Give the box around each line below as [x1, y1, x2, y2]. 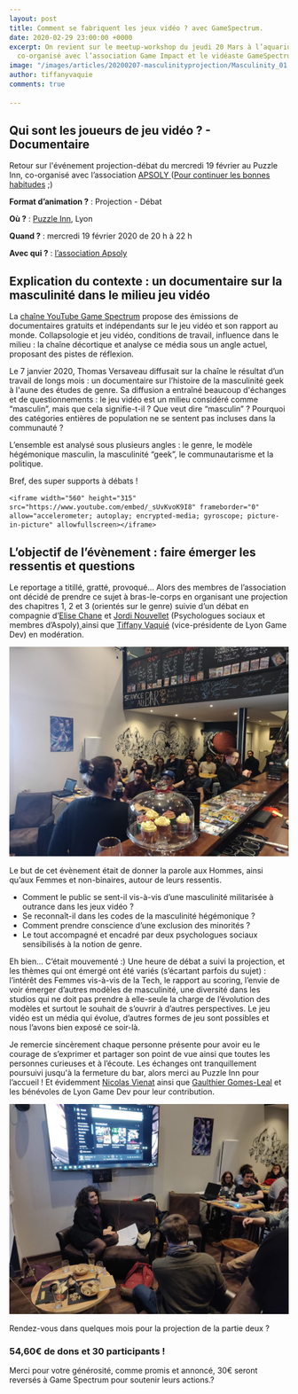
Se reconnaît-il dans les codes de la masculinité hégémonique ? [21, 911, 255, 921]
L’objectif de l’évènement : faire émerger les [9, 544, 256, 560]
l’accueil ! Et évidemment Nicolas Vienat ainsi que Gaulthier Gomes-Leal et [9, 1077, 282, 1088]
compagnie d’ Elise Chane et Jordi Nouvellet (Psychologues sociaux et [9, 610, 266, 621]
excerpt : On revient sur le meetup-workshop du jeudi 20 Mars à [9, 43, 252, 51]
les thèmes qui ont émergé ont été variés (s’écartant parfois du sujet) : [9, 966, 266, 976]
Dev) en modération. [9, 630, 84, 640]
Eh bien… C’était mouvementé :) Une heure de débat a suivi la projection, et [9, 956, 286, 967]
